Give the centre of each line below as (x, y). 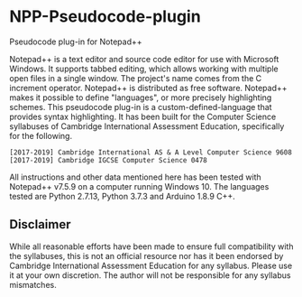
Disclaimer (40, 224)
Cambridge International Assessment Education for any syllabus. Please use (151, 265)
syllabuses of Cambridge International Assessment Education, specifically (147, 126)
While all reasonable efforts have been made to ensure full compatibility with (151, 246)
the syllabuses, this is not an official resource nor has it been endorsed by (146, 255)
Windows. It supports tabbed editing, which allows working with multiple (144, 69)
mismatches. (33, 284)
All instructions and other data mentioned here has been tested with (135, 177)
